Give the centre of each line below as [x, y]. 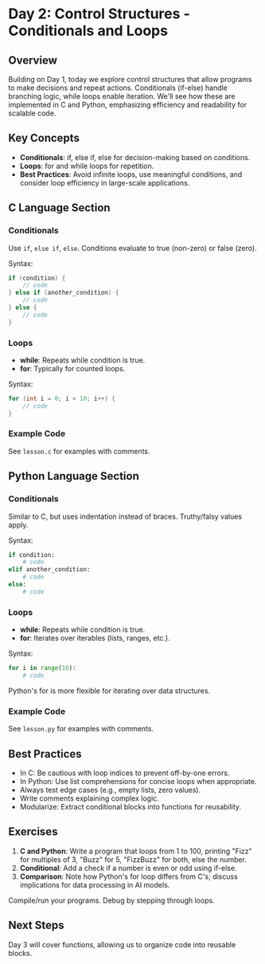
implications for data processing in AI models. [95, 884]
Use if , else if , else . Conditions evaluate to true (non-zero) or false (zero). [132, 248]
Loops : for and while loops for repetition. [87, 166]
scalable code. [32, 113]
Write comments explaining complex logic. [89, 798]
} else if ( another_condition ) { [64, 293]
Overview [33, 60]
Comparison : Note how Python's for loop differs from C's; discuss [129, 876]
